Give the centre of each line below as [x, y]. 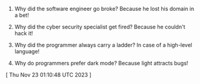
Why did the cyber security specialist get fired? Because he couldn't [100, 27]
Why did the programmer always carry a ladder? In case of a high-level [103, 45]
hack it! [24, 33]
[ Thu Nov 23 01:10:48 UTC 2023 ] [48, 75]
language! [27, 51]
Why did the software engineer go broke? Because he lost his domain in [104, 9]
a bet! [22, 15]
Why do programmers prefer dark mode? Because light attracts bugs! [101, 63]
